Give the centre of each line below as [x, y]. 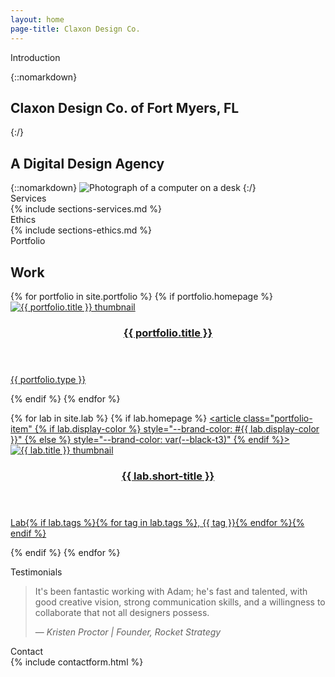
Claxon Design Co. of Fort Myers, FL [125, 107]
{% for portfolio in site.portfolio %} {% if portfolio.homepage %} [141, 296]
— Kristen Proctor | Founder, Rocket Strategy [128, 632]
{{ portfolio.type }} [48, 379]
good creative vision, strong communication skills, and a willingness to [180, 602]
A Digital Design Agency [87, 163]
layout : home [37, 19]
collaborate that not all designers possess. [122, 612]
